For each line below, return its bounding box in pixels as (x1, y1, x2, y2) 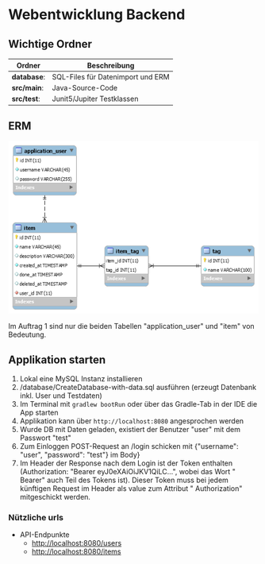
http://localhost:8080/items (31, 547, 121, 557)
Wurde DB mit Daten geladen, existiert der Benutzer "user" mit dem (19, 424, 240, 434)
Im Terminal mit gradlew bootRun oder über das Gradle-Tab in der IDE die (19, 399, 258, 408)
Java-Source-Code (52, 83, 117, 92)
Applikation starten (8, 353, 106, 366)
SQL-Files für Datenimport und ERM (52, 71, 170, 81)
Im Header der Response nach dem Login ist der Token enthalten (19, 458, 233, 468)
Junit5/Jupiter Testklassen (52, 94, 139, 104)
